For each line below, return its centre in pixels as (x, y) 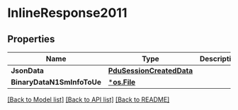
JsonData (28, 71)
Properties (31, 39)
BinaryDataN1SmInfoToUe (56, 82)
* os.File (122, 82)
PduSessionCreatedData (151, 71)
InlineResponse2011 (67, 13)
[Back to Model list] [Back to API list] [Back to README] (89, 99)
